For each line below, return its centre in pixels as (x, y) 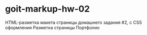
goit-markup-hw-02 (48, 9)
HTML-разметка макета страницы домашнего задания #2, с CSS (73, 22)
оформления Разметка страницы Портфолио (52, 27)
